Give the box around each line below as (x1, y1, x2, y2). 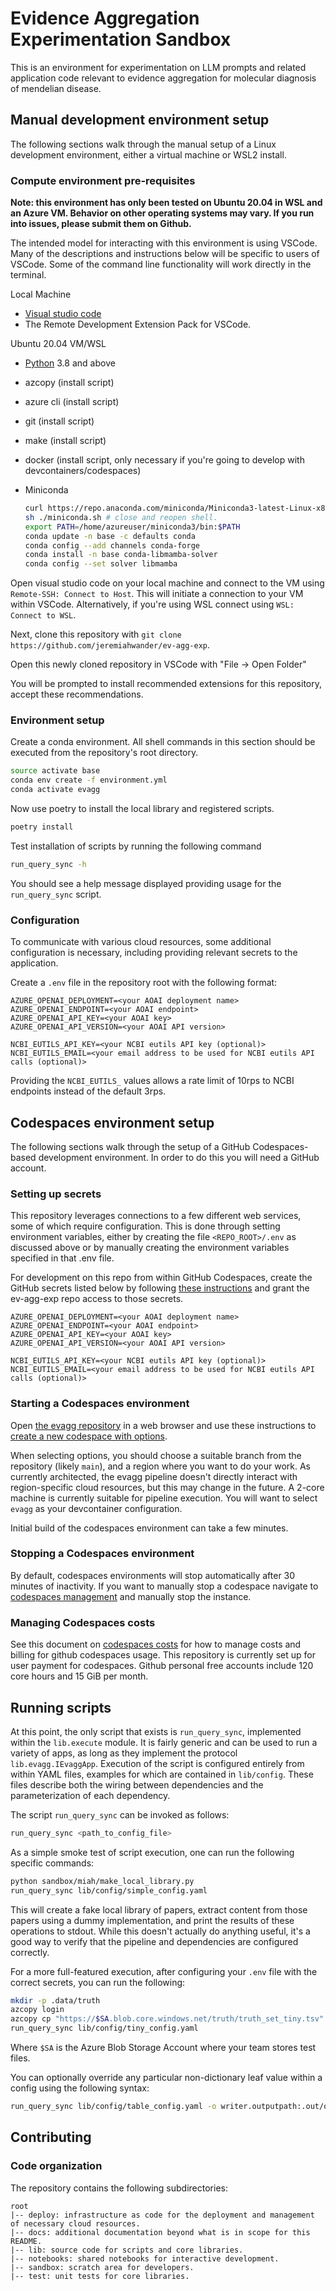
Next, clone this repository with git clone (10, 628, 182, 641)
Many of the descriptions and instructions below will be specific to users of (10, 248, 320, 260)
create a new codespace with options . (10, 1430, 168, 1442)
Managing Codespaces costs (10, 1615, 156, 1629)
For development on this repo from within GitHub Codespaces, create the (10, 1272, 313, 1284)
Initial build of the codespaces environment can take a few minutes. (10, 1522, 289, 1534)
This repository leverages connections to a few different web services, (10, 1210, 302, 1222)
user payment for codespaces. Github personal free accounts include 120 (10, 1660, 314, 1672)
